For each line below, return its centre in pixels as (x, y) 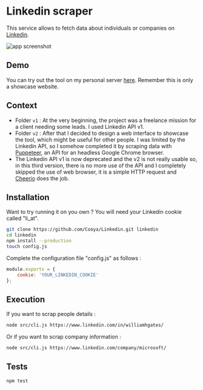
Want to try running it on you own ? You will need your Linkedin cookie (94, 212)
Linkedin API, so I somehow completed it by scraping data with (93, 146)
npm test (17, 381)
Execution (26, 299)
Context (22, 105)
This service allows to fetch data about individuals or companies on (90, 28)
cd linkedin (21, 235)
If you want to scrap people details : (51, 314)
